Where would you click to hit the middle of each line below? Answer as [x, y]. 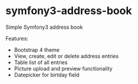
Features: [17, 38]
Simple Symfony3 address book [44, 27]
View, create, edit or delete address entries [66, 56]
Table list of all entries [41, 62]
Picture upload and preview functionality [63, 68]
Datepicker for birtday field [47, 75]
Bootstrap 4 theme [37, 50]
